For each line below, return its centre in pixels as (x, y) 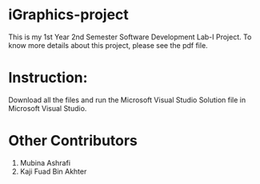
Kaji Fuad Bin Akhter (53, 171)
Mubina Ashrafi (45, 162)
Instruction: (48, 78)
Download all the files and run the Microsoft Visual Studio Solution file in (127, 100)
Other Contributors (73, 141)
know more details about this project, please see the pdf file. (108, 45)
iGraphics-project (69, 15)
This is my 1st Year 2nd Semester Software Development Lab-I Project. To (130, 37)
